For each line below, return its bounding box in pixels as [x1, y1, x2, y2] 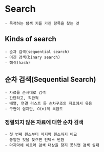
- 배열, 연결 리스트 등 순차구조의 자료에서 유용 [5, 100, 93, 106]
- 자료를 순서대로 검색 [5, 90, 46, 95]
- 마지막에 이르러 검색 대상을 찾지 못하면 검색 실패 [5, 142, 99, 148]
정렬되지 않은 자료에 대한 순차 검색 [5, 119, 84, 126]
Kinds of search [5, 35, 57, 43]
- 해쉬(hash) [5, 60, 31, 65]
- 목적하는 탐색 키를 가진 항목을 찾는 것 [5, 21, 80, 26]
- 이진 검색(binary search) [5, 55, 60, 60]
